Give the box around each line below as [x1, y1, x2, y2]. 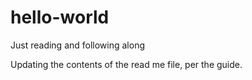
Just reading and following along [10, 39, 146, 51]
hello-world [10, 6, 110, 29]
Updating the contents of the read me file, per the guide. [10, 58, 243, 70]
